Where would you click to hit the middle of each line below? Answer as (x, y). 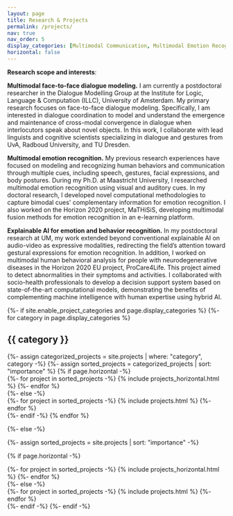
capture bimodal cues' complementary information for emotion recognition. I (116, 202)
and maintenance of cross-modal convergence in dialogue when (100, 122)
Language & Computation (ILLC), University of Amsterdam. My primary (108, 100)
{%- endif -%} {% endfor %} (48, 415)
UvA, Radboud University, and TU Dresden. (69, 144)
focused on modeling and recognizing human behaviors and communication (116, 165)
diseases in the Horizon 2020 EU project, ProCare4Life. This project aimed (114, 267)
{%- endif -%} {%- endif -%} (49, 506)
